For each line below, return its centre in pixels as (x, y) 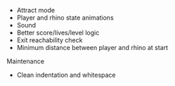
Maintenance (26, 61)
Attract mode (36, 10)
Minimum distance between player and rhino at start (92, 48)
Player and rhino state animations (65, 18)
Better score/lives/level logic (58, 32)
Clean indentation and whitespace (66, 75)
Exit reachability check (50, 40)
